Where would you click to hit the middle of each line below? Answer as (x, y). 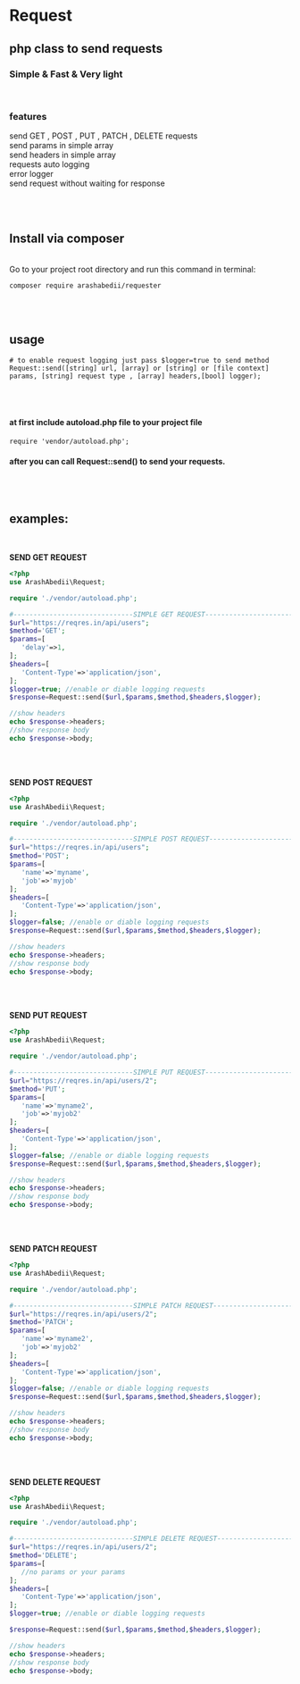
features (28, 116)
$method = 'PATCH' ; (42, 1322)
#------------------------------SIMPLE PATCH (95, 1305)
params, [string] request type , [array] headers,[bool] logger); (135, 376)
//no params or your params (73, 1572)
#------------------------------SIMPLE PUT (92, 1073)
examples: (39, 519)
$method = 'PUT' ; (37, 1089)
